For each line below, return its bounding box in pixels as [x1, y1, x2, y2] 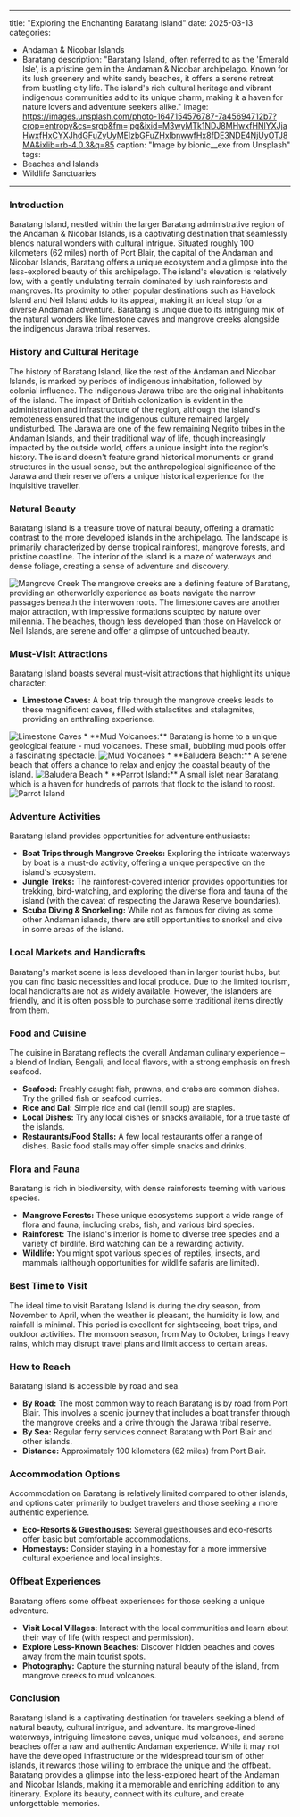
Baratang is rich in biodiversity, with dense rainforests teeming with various [9, 1183, 286, 1194]
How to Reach [9, 1360, 71, 1373]
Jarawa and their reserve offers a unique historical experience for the [9, 470, 265, 481]
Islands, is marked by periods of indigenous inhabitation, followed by [9, 375, 262, 386]
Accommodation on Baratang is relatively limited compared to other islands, [9, 1488, 288, 1499]
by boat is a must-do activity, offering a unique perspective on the [21, 857, 266, 868]
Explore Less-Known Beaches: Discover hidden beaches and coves [21, 1641, 275, 1652]
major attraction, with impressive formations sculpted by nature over [9, 606, 261, 617]
